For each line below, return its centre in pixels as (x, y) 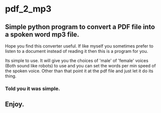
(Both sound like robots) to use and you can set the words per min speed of (80, 66)
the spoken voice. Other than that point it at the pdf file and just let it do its (79, 71)
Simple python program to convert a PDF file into (80, 27)
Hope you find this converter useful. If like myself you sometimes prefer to (79, 46)
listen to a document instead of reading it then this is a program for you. (77, 51)
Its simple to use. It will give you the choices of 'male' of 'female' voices (77, 61)
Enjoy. (15, 105)
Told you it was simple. (33, 88)
